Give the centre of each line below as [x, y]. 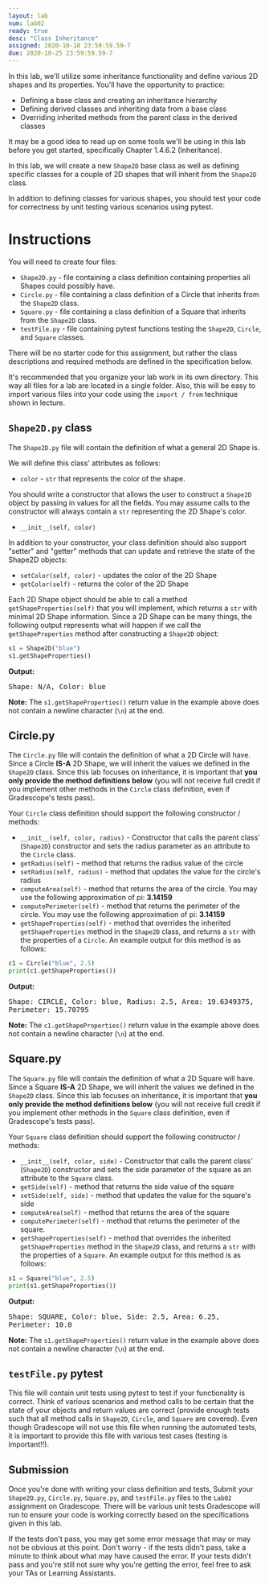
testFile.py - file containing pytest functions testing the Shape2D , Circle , [141, 328]
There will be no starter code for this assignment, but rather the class [123, 353]
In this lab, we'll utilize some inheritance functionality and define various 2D [133, 76]
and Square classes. [53, 337]
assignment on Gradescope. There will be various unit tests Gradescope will [134, 1506]
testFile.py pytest [56, 1374]
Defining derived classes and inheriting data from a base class [123, 109]
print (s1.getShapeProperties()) [62, 1286]
